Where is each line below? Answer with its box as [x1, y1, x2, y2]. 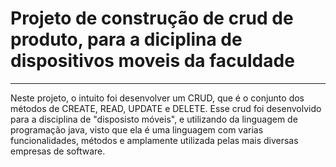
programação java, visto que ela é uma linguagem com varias [10, 123, 264, 136]
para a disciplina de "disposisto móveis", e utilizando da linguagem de [10, 113, 298, 125]
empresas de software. [10, 145, 106, 157]
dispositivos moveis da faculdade [10, 50, 295, 72]
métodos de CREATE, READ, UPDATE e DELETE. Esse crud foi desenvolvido [10, 102, 322, 114]
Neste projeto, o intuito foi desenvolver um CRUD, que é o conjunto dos [10, 92, 305, 104]
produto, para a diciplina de [10, 28, 243, 51]
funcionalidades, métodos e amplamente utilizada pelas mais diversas [10, 134, 299, 146]
